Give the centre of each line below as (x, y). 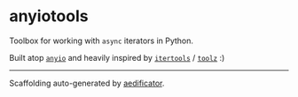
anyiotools (49, 16)
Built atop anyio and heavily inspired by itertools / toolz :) (117, 57)
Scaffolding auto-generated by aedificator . (87, 83)
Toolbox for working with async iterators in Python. (101, 41)
